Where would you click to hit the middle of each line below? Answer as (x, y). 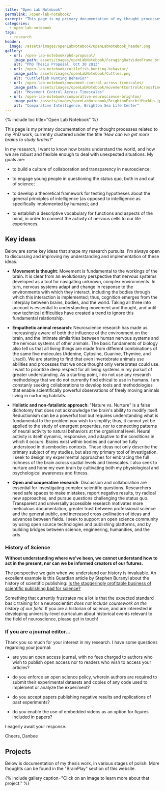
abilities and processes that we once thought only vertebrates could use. (86, 364)
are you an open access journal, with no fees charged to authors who (82, 657)
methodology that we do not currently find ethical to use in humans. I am (86, 380)
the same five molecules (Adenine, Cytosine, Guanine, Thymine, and (82, 353)
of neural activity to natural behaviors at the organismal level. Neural (81, 431)
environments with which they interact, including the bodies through (81, 292)
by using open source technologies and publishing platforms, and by (82, 524)
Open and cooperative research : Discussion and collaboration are (80, 482)
